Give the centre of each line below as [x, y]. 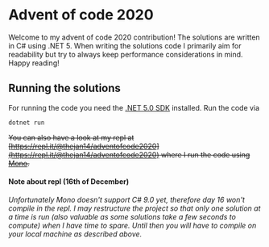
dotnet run [27, 123]
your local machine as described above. [75, 234]
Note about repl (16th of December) [69, 182]
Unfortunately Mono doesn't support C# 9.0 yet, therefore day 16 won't [127, 199]
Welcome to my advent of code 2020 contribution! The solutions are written [134, 37]
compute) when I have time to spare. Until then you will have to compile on [132, 225]
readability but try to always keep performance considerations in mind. [126, 54]
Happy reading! [34, 63]
